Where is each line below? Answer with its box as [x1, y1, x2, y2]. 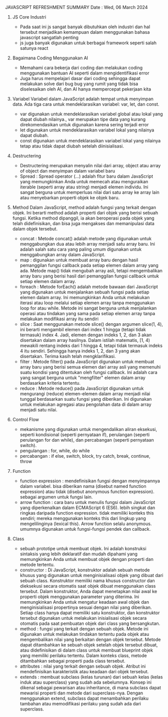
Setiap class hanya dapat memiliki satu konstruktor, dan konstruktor [20, 610, 160, 616]
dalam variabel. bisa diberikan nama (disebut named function [20, 483, 146, 489]
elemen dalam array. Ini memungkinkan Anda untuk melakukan [20, 295, 150, 300]
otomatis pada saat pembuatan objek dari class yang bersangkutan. [20, 620, 160, 626]
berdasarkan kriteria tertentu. [20, 380, 81, 386]
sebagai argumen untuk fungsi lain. [20, 494, 93, 500]
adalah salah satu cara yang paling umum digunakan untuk [20, 246, 142, 252]
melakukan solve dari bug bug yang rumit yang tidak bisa [20, 81, 138, 87]
